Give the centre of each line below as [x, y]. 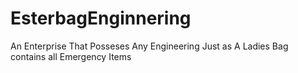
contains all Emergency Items [71, 56]
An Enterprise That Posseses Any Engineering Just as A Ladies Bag [149, 46]
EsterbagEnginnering [101, 18]
